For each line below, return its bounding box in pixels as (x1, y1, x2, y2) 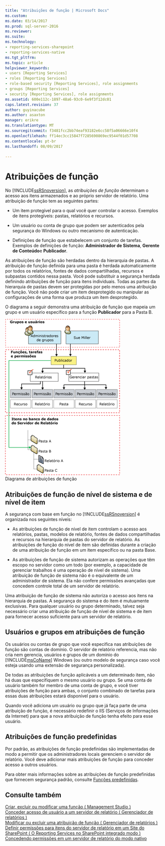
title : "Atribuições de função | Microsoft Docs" (5, 8, 110, 13)
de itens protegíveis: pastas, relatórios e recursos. (12, 213, 115, 219)
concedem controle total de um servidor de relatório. (12, 583, 120, 589)
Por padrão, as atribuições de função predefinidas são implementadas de (5, 746, 155, 752)
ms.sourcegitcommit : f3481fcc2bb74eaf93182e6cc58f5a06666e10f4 (5, 128, 138, 133)
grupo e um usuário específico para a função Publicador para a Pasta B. (5, 309, 153, 315)
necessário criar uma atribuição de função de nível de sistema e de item (5, 609, 152, 614)
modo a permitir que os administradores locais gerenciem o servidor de (5, 751, 151, 757)
